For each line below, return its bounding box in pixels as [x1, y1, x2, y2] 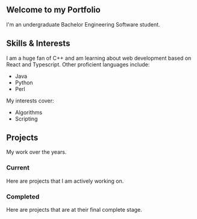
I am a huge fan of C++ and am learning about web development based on [6, 54, 192, 62]
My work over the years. [6, 148, 67, 156]
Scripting [14, 115, 38, 122]
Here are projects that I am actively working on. [6, 177, 124, 185]
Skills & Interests [6, 39, 70, 49]
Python [14, 78, 33, 86]
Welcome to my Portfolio [6, 5, 101, 15]
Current [6, 163, 30, 172]
